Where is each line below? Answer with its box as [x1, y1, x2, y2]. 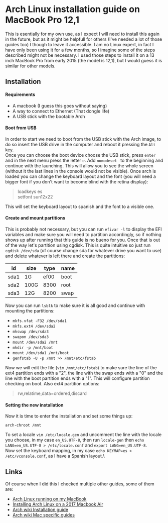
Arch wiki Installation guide [12, 506, 69, 512]
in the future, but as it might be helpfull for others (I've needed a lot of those [5, 36, 162, 42]
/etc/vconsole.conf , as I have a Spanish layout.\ [5, 453, 105, 459]
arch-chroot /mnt [5, 423, 42, 428]
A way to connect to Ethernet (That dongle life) [12, 108, 110, 114]
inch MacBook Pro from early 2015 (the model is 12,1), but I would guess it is [5, 57, 162, 63]
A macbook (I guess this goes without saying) [12, 102, 107, 109]
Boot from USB [5, 125, 37, 131]
